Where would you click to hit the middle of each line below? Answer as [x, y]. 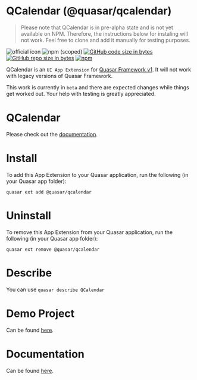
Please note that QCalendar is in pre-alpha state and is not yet [97, 27]
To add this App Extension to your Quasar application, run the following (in [97, 175]
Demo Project [40, 313]
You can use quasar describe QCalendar [55, 289]
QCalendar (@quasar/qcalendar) [89, 11]
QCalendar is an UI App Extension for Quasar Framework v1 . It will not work [99, 69]
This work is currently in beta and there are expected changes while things [98, 87]
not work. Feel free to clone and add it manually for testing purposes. [105, 40]
